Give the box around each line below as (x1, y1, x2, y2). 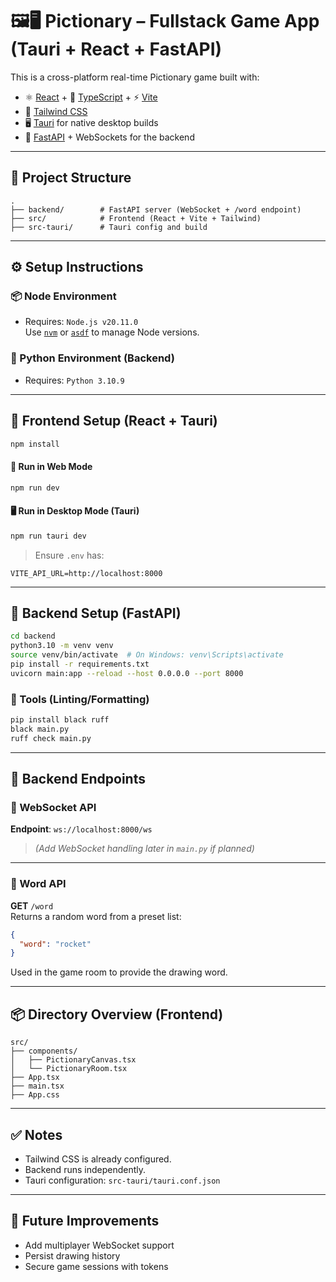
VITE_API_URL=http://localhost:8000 (10, 568, 163, 578)
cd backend (10, 631, 56, 642)
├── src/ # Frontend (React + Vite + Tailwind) (10, 213, 262, 223)
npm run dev (10, 483, 60, 493)
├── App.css (10, 1090, 60, 1100)
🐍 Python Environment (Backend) (10, 351, 175, 365)
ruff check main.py (10, 733, 92, 743)
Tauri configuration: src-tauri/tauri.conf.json (24, 1174, 221, 1186)
